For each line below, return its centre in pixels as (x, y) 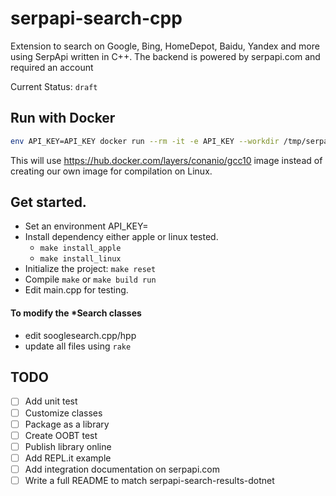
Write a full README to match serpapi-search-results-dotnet (149, 480)
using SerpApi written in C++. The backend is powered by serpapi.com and (165, 56)
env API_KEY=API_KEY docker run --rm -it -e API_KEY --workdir (145, 141)
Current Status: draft (54, 86)
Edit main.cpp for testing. (76, 290)
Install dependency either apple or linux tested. (121, 237)
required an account (52, 67)
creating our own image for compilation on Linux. (111, 171)
